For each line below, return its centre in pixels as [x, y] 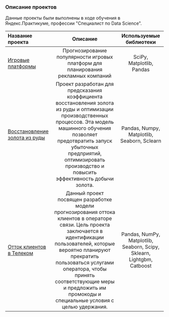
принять [85, 275]
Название [20, 36]
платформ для [84, 63]
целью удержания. [85, 307]
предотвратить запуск [84, 141]
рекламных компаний [85, 76]
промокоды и [85, 294]
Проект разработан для [85, 84]
